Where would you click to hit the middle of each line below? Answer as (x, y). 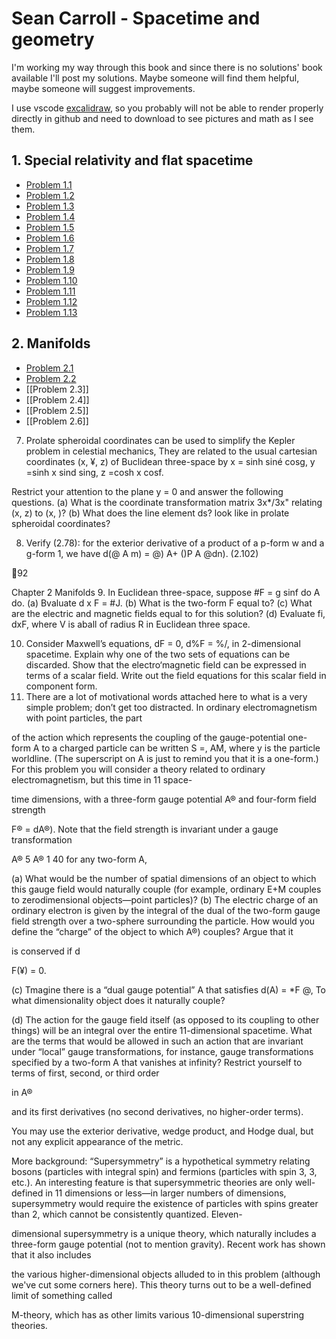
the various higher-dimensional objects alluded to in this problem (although (166, 1274)
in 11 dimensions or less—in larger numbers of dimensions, (166, 1193)
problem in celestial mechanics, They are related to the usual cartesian (171, 451)
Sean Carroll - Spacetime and (136, 18)
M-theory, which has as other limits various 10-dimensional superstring (158, 1314)
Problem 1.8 (50, 259)
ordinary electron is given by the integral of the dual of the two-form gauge (166, 910)
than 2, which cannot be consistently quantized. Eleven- (127, 1214)
